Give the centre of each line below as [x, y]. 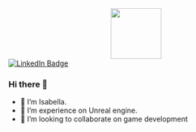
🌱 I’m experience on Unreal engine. [79, 111]
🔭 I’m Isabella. [43, 102]
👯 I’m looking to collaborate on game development [104, 119]
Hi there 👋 [28, 84]
